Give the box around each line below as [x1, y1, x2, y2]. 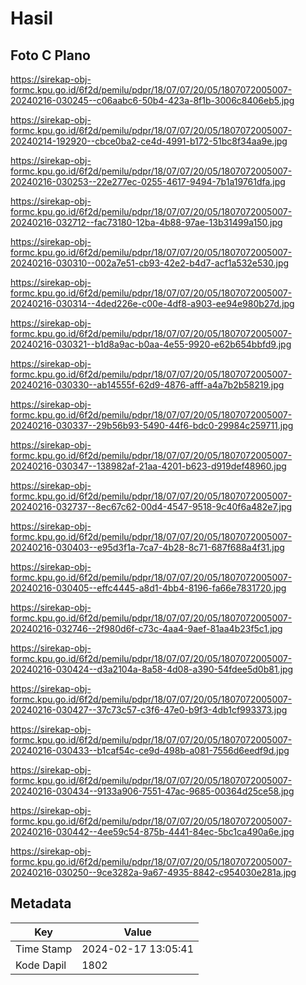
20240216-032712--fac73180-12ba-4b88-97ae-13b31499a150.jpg [10, 217, 283, 228]
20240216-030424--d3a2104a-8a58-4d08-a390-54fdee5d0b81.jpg [10, 663, 294, 675]
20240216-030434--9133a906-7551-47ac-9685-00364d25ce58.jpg [10, 785, 295, 797]
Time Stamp [15, 942, 73, 956]
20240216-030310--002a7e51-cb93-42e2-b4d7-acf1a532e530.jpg [10, 257, 290, 269]
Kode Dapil [15, 958, 67, 972]
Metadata [10, 895, 72, 912]
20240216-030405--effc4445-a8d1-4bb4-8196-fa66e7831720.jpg [10, 582, 287, 594]
